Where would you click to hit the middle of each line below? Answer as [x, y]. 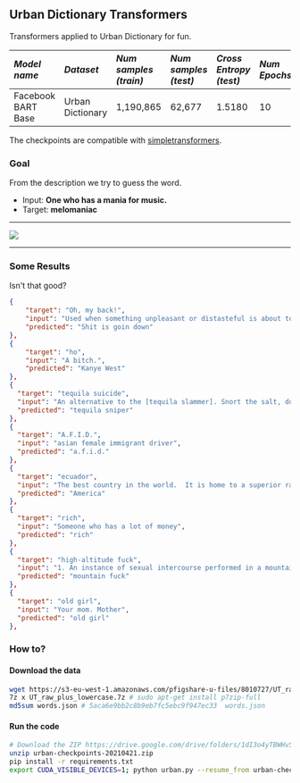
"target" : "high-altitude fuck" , [79, 560]
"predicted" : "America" [61, 493]
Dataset [81, 69]
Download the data [45, 670]
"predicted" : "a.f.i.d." [63, 452]
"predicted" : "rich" [55, 535]
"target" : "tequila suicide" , [73, 394]
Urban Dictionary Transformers [98, 15]
